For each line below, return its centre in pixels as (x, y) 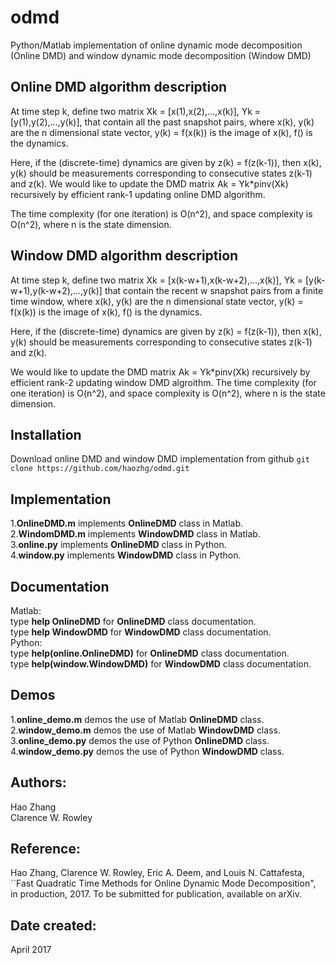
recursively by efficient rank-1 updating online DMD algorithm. (138, 194)
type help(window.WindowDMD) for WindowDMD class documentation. (161, 664)
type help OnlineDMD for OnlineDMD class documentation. (133, 621)
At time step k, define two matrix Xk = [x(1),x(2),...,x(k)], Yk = (136, 111)
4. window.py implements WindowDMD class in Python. (126, 555)
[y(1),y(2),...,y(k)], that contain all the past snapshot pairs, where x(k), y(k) (162, 122)
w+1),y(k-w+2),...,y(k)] (56, 290)
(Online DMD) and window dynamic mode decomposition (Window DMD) (161, 55)
